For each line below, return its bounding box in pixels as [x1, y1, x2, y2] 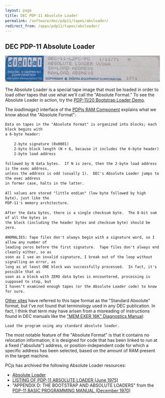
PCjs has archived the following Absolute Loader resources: [5, 362, 126, 368]
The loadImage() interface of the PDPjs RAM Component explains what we [5, 106, 156, 113]
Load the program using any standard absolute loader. [5, 323, 120, 328]
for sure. [5, 289, 26, 294]
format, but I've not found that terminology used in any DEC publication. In [5, 303, 156, 309]
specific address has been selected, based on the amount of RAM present [5, 347, 156, 353]
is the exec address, [5, 166, 50, 171]
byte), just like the [5, 196, 50, 200]
